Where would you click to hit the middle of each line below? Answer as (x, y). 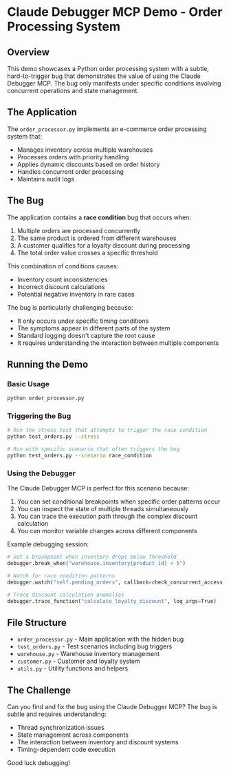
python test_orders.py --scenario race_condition (80, 456)
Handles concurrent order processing (70, 171)
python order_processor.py (46, 398)
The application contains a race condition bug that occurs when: (99, 217)
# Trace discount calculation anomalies (66, 595)
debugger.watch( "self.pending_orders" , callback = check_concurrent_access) (117, 582)
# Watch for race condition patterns (61, 576)
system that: (25, 136)
